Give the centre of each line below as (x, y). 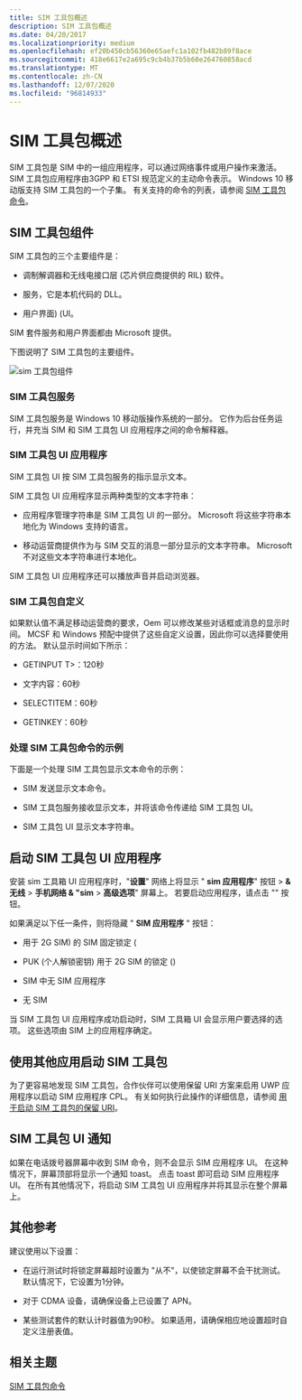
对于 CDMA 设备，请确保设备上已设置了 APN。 (109, 1301)
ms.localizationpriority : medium (72, 43)
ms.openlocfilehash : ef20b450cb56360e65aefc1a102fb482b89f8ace (131, 51)
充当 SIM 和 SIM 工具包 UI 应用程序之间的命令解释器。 (133, 429)
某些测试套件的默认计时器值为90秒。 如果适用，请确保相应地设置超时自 (155, 1320)
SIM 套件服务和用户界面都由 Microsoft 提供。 (93, 333)
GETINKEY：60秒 (55, 723)
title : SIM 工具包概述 (49, 18)
